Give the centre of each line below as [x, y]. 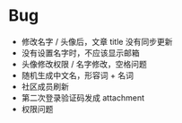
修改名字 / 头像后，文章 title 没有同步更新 [97, 41]
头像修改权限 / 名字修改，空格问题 [84, 64]
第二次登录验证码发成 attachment [83, 97]
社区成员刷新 [45, 86]
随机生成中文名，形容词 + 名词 [77, 75]
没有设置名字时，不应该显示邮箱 [80, 53]
